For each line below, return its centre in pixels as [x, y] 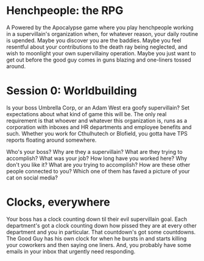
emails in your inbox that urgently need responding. [71, 251]
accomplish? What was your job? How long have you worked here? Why [97, 158]
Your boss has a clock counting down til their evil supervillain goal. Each [97, 219]
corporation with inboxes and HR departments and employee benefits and [99, 127]
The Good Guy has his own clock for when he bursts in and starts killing [97, 238]
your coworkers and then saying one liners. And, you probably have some [99, 245]
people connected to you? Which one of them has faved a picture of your [98, 171]
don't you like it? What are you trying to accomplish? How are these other [98, 164]
